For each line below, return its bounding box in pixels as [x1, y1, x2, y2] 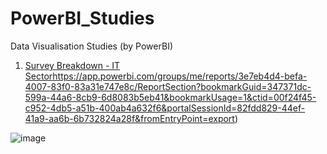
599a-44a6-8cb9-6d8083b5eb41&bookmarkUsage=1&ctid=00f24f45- [24, 91, 317, 103]
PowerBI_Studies [10, 7, 155, 30]
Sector [24, 70, 53, 82]
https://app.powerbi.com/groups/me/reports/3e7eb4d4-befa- [52, 70, 308, 82]
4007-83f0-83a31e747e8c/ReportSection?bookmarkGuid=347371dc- [24, 80, 312, 92]
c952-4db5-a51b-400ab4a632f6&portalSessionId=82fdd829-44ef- [24, 102, 306, 114]
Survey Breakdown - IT [24, 59, 121, 71]
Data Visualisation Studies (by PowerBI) [10, 40, 173, 52]
